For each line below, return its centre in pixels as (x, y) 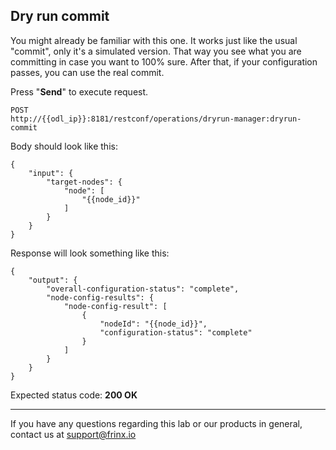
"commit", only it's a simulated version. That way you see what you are (156, 51)
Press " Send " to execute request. (79, 91)
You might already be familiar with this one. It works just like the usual (154, 40)
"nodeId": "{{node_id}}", (153, 324)
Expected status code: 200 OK (74, 395)
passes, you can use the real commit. (87, 72)
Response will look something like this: (90, 253)
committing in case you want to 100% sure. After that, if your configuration (164, 61)
